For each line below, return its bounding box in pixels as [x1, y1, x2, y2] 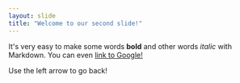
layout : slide [8, 11, 57, 20]
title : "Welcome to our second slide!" [8, 19, 143, 27]
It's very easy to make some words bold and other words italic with [8, 41, 233, 51]
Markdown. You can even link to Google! [8, 50, 143, 60]
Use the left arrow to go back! [8, 65, 107, 75]
